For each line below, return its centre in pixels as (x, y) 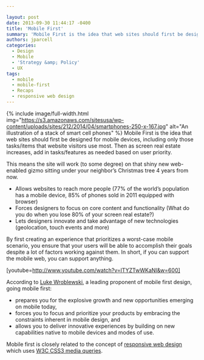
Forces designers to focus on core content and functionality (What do (102, 208)
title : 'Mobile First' (35, 29)
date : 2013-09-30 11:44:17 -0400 (49, 23)
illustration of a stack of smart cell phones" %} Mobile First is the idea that (99, 133)
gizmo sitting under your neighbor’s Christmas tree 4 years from (108, 170)
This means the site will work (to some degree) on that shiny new (88, 164)
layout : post (23, 17)
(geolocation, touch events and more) (62, 227)
